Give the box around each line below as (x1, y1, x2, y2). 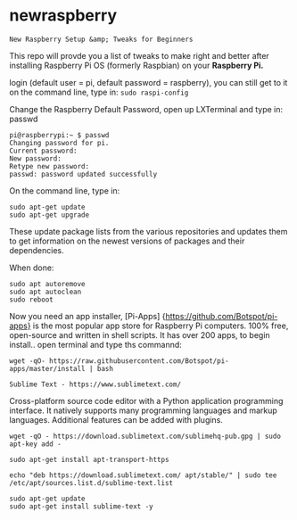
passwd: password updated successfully (9, 169, 158, 178)
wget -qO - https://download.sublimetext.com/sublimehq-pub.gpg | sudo (9, 432, 281, 441)
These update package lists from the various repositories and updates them (9, 226, 288, 236)
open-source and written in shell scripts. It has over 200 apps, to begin (9, 329, 270, 340)
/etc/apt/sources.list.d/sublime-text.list (9, 478, 174, 487)
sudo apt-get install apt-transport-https (9, 455, 169, 464)
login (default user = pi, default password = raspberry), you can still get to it (9, 77, 288, 87)
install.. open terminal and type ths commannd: (9, 339, 183, 350)
